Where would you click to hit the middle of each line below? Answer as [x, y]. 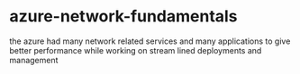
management [34, 60]
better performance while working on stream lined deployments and [136, 50]
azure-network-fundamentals [123, 16]
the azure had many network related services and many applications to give [150, 41]
